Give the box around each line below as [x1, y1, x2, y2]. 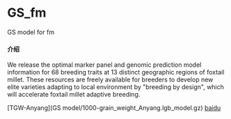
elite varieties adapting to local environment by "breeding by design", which [7, 83, 225, 91]
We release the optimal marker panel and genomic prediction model [7, 61, 202, 69]
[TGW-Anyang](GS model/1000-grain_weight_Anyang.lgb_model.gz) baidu [7, 104, 221, 112]
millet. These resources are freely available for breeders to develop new [7, 75, 214, 84]
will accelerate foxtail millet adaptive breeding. [7, 90, 141, 99]
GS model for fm [7, 28, 54, 36]
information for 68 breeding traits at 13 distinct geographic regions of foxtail [7, 68, 225, 77]
